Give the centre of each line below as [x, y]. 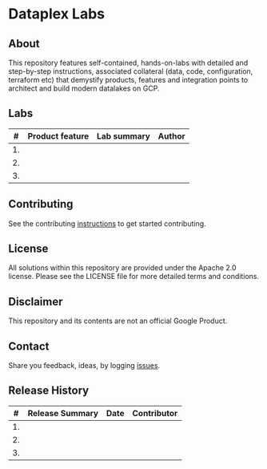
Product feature [58, 135]
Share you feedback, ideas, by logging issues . [84, 366]
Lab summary [124, 135]
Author [171, 135]
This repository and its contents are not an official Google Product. [118, 321]
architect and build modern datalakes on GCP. [84, 88]
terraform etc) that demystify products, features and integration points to [128, 80]
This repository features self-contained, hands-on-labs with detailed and [128, 63]
